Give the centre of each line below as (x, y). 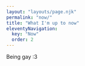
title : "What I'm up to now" (43, 23)
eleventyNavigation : (32, 28)
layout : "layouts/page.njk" (42, 12)
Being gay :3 (22, 57)
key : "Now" (25, 34)
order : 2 (23, 40)
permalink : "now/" (29, 17)
